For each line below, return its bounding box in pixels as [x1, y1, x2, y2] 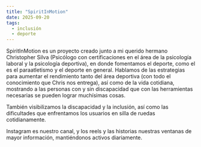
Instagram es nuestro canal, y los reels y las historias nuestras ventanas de [6, 128, 192, 135]
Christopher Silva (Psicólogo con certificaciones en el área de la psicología [6, 54, 192, 61]
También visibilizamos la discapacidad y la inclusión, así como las [6, 103, 169, 111]
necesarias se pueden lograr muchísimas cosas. [6, 92, 126, 99]
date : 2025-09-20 [6, 14, 50, 20]
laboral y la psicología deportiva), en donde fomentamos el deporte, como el [6, 60, 196, 68]
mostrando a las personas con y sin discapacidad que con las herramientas [6, 85, 193, 93]
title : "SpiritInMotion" [6, 8, 68, 15]
